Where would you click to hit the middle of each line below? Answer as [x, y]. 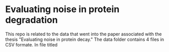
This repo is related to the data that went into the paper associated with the [83, 34]
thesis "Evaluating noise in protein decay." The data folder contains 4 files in [85, 39]
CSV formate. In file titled [31, 44]
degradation [32, 20]
